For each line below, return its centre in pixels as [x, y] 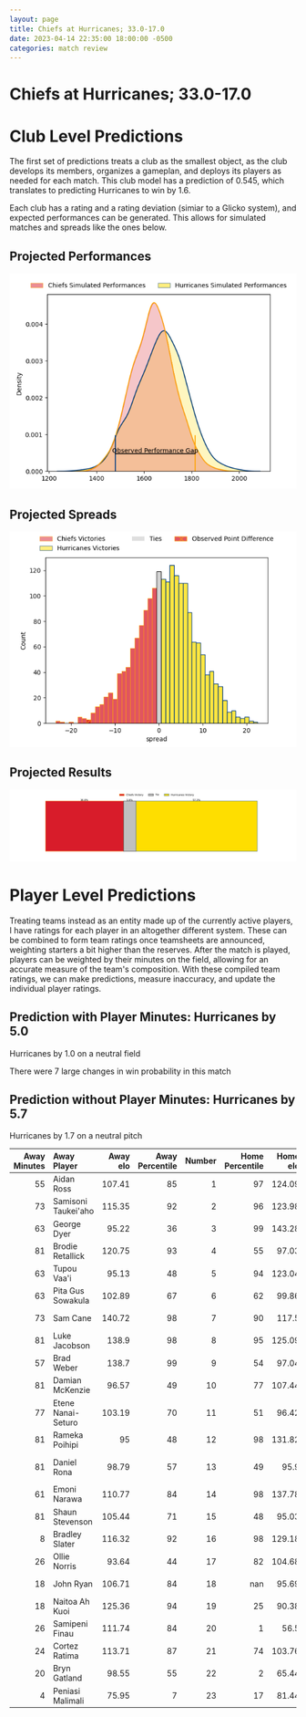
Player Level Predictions [103, 895]
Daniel [65, 1462]
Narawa [68, 1499]
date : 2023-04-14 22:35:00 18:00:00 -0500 [91, 38]
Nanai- [66, 1412]
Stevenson [73, 1521]
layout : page [34, 19]
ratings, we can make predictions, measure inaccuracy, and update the [143, 978]
